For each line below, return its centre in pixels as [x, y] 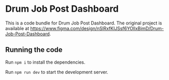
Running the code [34, 50]
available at [17, 28]
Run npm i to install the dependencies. [45, 62]
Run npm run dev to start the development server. [57, 72]
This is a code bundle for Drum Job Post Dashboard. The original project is [84, 23]
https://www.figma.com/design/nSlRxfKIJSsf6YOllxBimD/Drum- [97, 28]
